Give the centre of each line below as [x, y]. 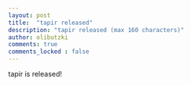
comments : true [33, 45]
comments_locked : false [49, 52]
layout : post [29, 15]
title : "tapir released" [50, 23]
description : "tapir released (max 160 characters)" [96, 30]
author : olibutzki [38, 37]
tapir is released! [35, 74]
